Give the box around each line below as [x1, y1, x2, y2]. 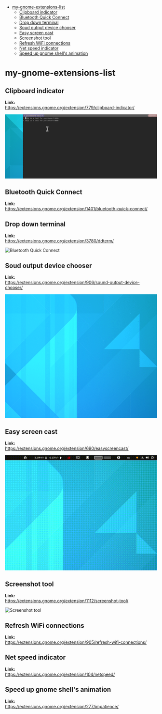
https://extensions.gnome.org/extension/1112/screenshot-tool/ [5, 598, 129, 604]
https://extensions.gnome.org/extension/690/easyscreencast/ [5, 445, 129, 451]
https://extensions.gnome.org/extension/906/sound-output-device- [5, 280, 140, 286]
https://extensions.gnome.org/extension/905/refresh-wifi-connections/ [5, 639, 147, 645]
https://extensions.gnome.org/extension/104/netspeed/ [5, 671, 115, 677]
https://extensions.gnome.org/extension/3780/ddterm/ [5, 238, 114, 244]
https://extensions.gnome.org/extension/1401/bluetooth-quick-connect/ [5, 206, 148, 212]
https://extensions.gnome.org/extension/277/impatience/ [5, 703, 119, 709]
